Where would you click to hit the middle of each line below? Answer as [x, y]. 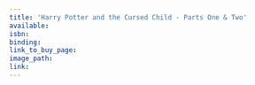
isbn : [19, 34]
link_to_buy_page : [43, 50]
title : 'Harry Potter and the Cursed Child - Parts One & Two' [128, 17]
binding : [25, 42]
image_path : [31, 58]
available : [29, 26]
